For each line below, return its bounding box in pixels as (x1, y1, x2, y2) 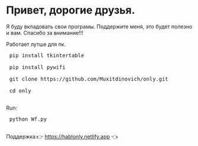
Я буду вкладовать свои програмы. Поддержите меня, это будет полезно (6, 23, 193, 30)
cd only (9, 87, 31, 94)
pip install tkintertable (9, 52, 85, 59)
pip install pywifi (9, 64, 66, 71)
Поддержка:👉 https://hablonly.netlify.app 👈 (6, 133, 118, 140)
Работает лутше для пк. (6, 41, 66, 48)
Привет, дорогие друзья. (6, 4, 135, 17)
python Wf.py (9, 115, 47, 122)
